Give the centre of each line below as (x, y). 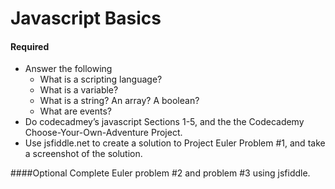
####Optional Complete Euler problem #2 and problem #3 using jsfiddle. (160, 173)
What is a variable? (79, 90)
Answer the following (68, 69)
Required (30, 46)
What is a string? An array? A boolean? (119, 101)
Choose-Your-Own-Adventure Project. (103, 133)
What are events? (75, 111)
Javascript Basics (86, 18)
